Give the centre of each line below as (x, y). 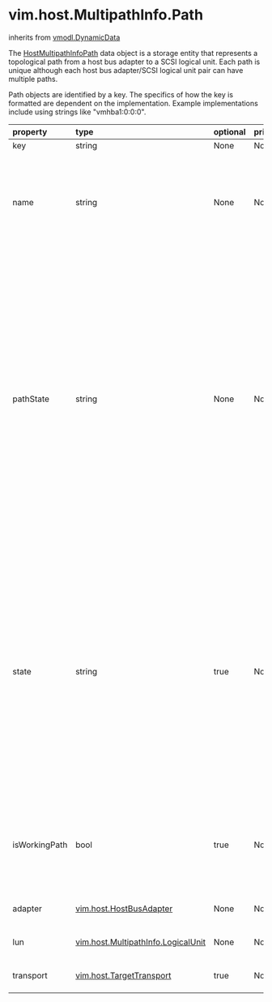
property (30, 131)
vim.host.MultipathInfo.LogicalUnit (141, 942)
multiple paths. (33, 79)
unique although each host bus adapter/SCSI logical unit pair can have (126, 70)
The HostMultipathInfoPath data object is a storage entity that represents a (133, 53)
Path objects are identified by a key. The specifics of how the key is (121, 94)
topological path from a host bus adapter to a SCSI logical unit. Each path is (134, 62)
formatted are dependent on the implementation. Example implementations (134, 103)
